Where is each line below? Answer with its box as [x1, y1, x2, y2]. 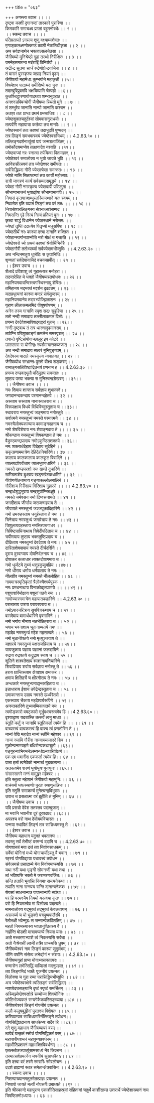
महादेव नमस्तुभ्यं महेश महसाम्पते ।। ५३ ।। [5, 630, 74, 635]
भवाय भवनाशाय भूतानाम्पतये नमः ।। [5, 624, 62, 630]
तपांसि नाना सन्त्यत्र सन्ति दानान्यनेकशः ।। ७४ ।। [5, 884, 86, 890]
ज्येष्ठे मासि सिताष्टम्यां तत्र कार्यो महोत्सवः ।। [5, 173, 75, 178]
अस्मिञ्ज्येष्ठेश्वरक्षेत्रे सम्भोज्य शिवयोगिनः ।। [5, 991, 71, 997]
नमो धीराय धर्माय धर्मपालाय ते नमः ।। [5, 568, 64, 574]
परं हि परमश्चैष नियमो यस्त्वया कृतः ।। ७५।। [5, 895, 79, 901]
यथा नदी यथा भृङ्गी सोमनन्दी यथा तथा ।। [5, 867, 73, 873]
